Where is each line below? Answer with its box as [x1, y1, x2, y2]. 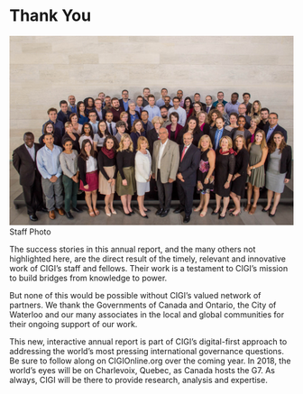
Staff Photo [9, 226, 51, 237]
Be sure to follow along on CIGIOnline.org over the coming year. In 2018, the [9, 355, 291, 366]
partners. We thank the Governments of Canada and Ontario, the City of [9, 299, 277, 311]
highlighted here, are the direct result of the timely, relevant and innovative [9, 253, 287, 264]
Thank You [9, 5, 92, 26]
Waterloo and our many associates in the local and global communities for [9, 309, 285, 320]
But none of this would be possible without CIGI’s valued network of [9, 290, 262, 301]
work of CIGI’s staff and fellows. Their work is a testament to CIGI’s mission [9, 263, 289, 274]
